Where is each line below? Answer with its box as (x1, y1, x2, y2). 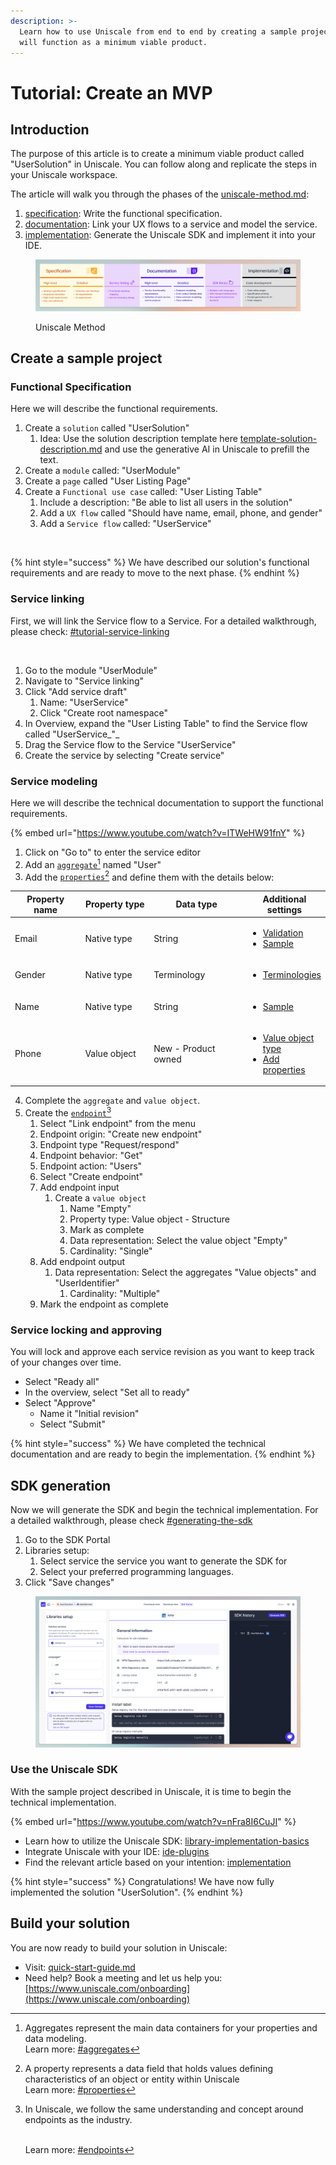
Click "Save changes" (24, 1576, 115, 1589)
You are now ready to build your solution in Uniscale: (10, 1941, 228, 1954)
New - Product (153, 1042, 216, 1054)
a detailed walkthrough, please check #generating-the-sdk (10, 1515, 253, 1527)
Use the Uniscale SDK (10, 1763, 118, 1777)
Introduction (10, 121, 90, 138)
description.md (39, 443, 103, 455)
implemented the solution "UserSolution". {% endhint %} (10, 1886, 244, 1898)
